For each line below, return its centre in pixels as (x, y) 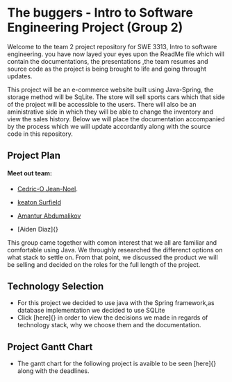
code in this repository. (40, 134)
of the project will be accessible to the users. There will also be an (102, 104)
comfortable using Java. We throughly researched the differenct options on (115, 250)
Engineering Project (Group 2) (95, 27)
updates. (20, 76)
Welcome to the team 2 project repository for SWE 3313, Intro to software (112, 46)
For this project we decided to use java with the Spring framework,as (116, 303)
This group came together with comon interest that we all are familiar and (112, 242)
